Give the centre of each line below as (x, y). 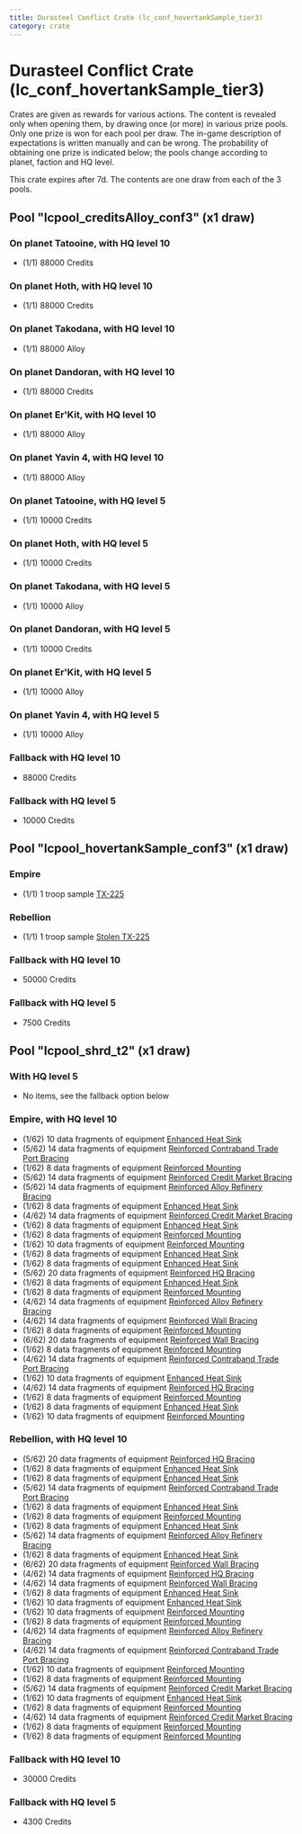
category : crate (40, 26)
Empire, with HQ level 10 (63, 1119)
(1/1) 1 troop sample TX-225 (73, 894)
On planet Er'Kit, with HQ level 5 (80, 672)
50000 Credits (49, 980)
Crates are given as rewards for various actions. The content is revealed (143, 114)
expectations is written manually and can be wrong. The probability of (139, 143)
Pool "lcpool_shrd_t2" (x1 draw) (100, 1050)
